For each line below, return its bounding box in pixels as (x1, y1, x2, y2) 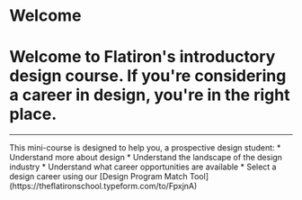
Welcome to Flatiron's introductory (9, 47, 276, 68)
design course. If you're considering (9, 66, 287, 86)
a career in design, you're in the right (9, 85, 290, 105)
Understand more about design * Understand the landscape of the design (9, 152, 283, 163)
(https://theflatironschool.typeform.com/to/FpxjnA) (9, 181, 198, 192)
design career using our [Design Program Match (9, 171, 189, 182)
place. (9, 105, 57, 124)
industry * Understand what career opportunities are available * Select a (9, 161, 277, 172)
